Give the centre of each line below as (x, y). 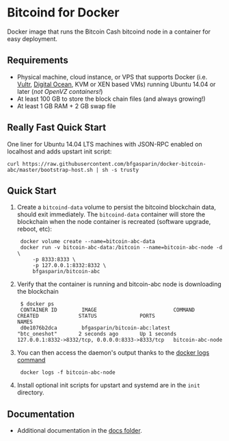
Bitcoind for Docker (63, 13)
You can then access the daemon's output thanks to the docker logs (113, 353)
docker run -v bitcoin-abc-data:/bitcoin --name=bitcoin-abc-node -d (121, 248)
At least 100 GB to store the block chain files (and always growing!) (111, 99)
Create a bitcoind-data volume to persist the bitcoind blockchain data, (117, 207)
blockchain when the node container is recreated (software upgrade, (114, 222)
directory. (30, 392)
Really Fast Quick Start (57, 128)
